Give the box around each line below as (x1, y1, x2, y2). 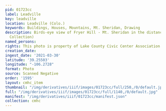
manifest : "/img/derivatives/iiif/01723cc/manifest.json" (5, 94, 127, 99)
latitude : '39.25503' (5, 57, 50, 62)
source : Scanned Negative (5, 71, 58, 76)
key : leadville (5, 16, 37, 21)
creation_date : (5, 48, 37, 53)
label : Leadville (5, 12, 41, 17)
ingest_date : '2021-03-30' (5, 53, 61, 58)
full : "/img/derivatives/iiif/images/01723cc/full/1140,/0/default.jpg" (5, 89, 158, 94)
